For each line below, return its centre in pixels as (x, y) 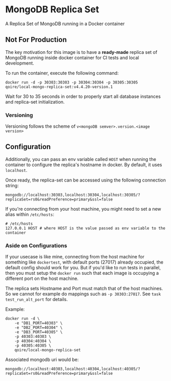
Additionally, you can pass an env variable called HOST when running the (81, 159)
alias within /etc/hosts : (30, 214)
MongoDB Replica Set (52, 9)
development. (20, 63)
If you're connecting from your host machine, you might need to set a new (83, 209)
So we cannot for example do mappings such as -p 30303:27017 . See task (83, 294)
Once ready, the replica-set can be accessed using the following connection (86, 180)
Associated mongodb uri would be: (42, 359)
